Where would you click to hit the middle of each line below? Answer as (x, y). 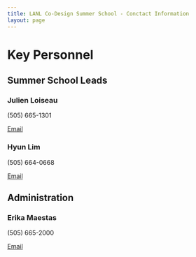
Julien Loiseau (33, 100)
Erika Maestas (32, 217)
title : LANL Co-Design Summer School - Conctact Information (98, 14)
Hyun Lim (24, 147)
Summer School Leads (57, 81)
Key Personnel (50, 55)
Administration (41, 198)
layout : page (26, 20)
